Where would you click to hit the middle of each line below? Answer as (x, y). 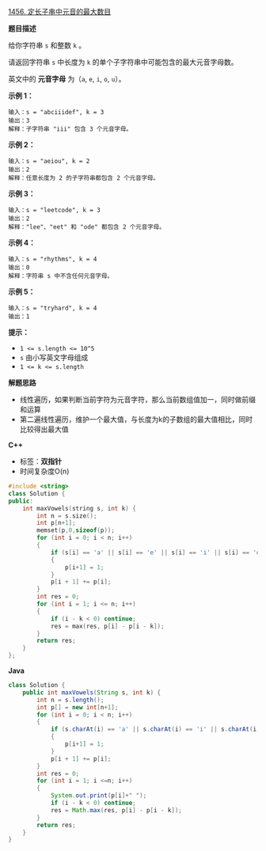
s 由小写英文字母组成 (54, 357)
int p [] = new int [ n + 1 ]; (78, 707)
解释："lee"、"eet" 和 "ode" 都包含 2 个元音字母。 (87, 227)
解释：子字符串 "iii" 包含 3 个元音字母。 (70, 129)
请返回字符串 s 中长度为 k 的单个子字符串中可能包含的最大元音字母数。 (123, 62)
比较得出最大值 (44, 429)
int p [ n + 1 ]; (57, 523)
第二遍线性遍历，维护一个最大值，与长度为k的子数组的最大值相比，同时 (136, 419)
